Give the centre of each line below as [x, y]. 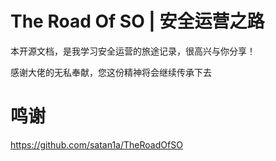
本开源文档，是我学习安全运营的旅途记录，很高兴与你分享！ [133, 51]
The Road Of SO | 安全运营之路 [137, 21]
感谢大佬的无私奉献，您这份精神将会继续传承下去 [111, 72]
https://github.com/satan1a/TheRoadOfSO [96, 144]
